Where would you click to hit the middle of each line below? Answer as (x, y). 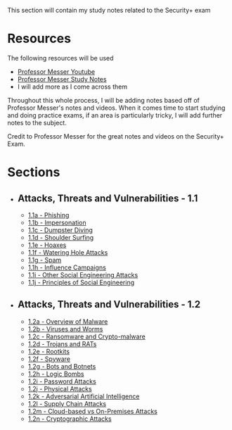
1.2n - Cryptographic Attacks (70, 419)
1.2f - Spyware (49, 359)
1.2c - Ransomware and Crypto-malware (86, 336)
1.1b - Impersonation (57, 222)
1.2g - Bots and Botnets (62, 366)
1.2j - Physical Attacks (60, 388)
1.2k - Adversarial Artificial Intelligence (84, 396)
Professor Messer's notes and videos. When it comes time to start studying (116, 108)
